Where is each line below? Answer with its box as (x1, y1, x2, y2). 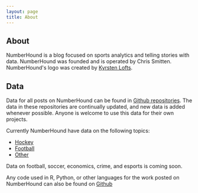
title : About (6, 14, 38, 20)
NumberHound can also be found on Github (6, 181, 113, 188)
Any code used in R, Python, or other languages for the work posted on (6, 174, 180, 181)
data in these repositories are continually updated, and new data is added (6, 103, 185, 110)
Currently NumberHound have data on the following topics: (6, 127, 150, 135)
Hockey (14, 139, 34, 146)
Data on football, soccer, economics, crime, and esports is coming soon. (6, 163, 183, 170)
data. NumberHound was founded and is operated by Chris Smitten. (6, 58, 172, 65)
